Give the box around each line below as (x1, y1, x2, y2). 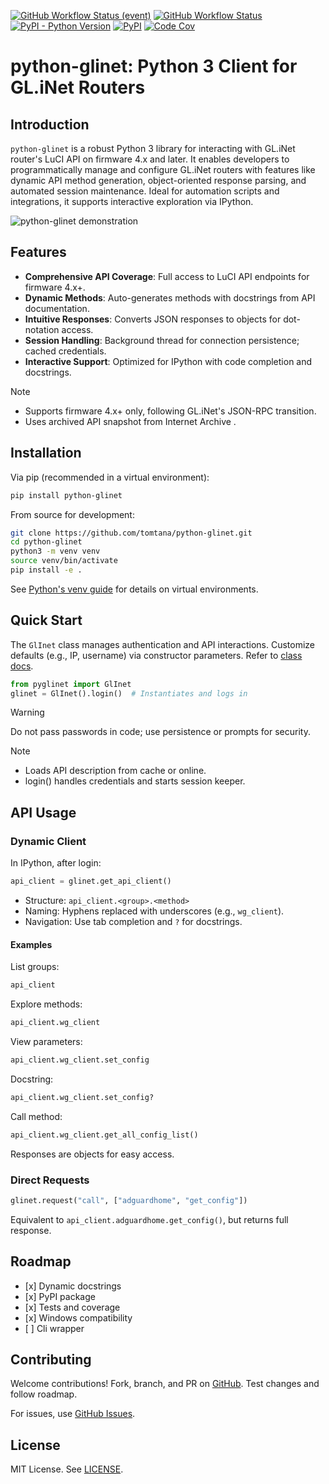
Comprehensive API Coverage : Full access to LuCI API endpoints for (24, 270, 310, 282)
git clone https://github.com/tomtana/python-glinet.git (10, 528, 253, 538)
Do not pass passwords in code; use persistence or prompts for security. (10, 726, 311, 738)
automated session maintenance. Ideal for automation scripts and (10, 185, 280, 197)
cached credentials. (24, 345, 107, 357)
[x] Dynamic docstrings (24, 1280, 122, 1292)
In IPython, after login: (10, 857, 102, 869)
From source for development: (10, 508, 135, 520)
